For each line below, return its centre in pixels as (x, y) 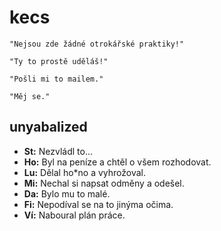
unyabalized (48, 127)
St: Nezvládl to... (58, 151)
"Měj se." (30, 96)
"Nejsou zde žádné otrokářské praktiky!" (97, 44)
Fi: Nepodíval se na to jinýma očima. (98, 204)
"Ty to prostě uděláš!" (59, 61)
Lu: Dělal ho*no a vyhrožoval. (85, 172)
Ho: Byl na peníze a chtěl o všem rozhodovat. (117, 162)
